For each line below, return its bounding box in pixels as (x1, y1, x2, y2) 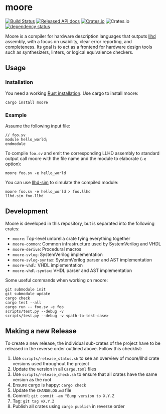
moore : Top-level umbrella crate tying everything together (12, 235, 130, 241)
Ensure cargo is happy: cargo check (12, 382, 86, 388)
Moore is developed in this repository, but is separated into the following (5, 220, 154, 226)
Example (5, 111, 27, 118)
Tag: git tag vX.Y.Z (12, 398, 55, 404)
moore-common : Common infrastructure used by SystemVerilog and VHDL (12, 240, 161, 247)
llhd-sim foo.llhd (5, 193, 44, 198)
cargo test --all (5, 300, 42, 305)
